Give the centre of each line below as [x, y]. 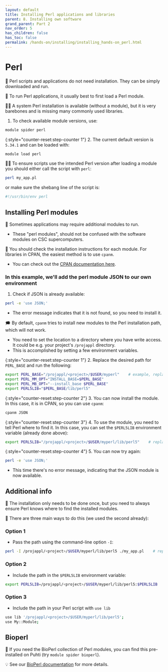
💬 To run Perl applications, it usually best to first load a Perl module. [75, 96]
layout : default [22, 10]
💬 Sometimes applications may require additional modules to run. [72, 224]
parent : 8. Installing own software [43, 19]
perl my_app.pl [21, 178]
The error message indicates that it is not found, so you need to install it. [87, 313]
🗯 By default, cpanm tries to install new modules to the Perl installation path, [83, 323]
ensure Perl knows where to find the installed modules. [62, 509]
